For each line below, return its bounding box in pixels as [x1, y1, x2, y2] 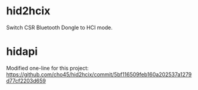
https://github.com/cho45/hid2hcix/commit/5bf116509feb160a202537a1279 [6, 70, 192, 78]
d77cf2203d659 [6, 77, 46, 84]
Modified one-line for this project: [6, 64, 89, 72]
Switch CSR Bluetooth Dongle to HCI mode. [6, 24, 113, 31]
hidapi [6, 45, 38, 58]
